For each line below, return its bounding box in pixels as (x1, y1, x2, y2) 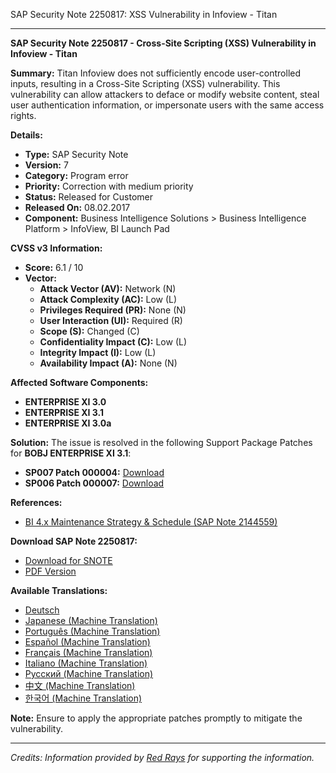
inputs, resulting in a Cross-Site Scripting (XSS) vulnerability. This (10, 78, 281, 89)
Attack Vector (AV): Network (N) (39, 283, 177, 294)
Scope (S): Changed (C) (39, 325, 140, 337)
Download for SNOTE (24, 555, 113, 566)
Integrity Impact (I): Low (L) (39, 347, 157, 358)
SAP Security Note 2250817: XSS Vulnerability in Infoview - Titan (10, 9, 278, 20)
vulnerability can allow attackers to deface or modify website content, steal (10, 89, 320, 100)
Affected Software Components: (10, 377, 149, 388)
